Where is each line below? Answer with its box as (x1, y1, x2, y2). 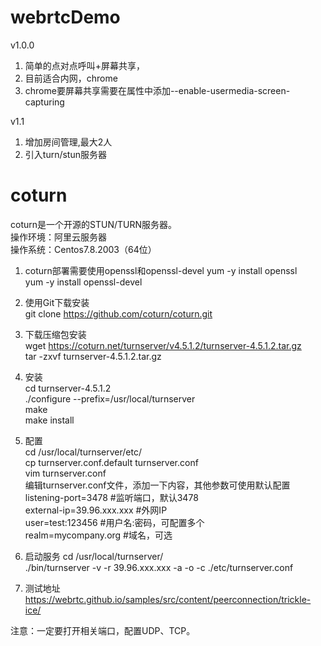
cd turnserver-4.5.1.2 (24, 382, 112, 394)
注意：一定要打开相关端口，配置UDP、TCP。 (10, 624, 196, 636)
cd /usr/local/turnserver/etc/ (24, 446, 142, 458)
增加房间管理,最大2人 (24, 136, 113, 148)
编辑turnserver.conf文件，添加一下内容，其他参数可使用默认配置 (24, 479, 291, 491)
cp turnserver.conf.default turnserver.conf (24, 456, 199, 468)
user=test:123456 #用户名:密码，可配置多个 (24, 516, 205, 528)
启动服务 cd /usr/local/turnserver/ (24, 550, 164, 562)
